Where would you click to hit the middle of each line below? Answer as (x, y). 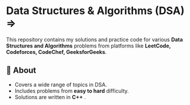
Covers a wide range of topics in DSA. (61, 84)
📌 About (21, 71)
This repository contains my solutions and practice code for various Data (95, 39)
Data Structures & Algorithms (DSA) (95, 11)
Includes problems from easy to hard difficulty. (72, 91)
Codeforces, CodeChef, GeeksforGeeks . (56, 52)
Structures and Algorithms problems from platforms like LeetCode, (89, 46)
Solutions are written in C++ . (50, 97)
